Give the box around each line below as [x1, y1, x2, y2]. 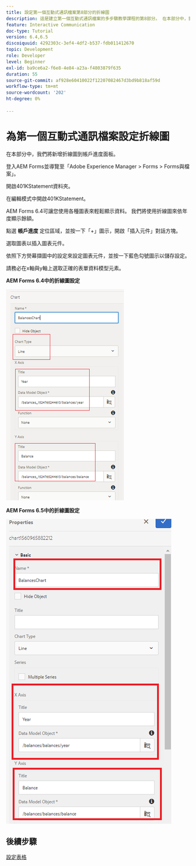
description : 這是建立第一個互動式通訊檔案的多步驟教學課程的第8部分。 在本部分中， [6, 15, 188, 22]
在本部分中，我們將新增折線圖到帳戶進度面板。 [6, 150, 118, 158]
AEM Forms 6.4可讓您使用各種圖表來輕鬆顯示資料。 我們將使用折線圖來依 [6, 207, 183, 214]
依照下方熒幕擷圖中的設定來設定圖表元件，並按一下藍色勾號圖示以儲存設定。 [6, 252, 190, 259]
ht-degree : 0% [6, 96, 41, 102]
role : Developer [6, 53, 45, 59]
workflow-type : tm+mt [6, 84, 59, 90]
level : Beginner [6, 59, 45, 64]
